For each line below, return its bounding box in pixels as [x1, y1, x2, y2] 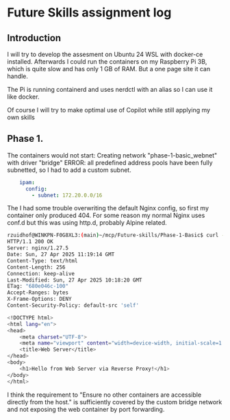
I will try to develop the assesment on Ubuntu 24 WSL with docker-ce [7, 50, 203, 58]
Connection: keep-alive [7, 270, 75, 277]
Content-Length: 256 [7, 264, 66, 271]
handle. [7, 72, 29, 80]
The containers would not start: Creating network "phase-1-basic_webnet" [7, 151, 218, 159]
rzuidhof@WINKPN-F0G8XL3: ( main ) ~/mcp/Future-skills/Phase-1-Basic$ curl [7, 232, 219, 239]
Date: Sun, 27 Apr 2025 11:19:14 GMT [7, 251, 115, 258]
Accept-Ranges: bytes [7, 289, 69, 296]
